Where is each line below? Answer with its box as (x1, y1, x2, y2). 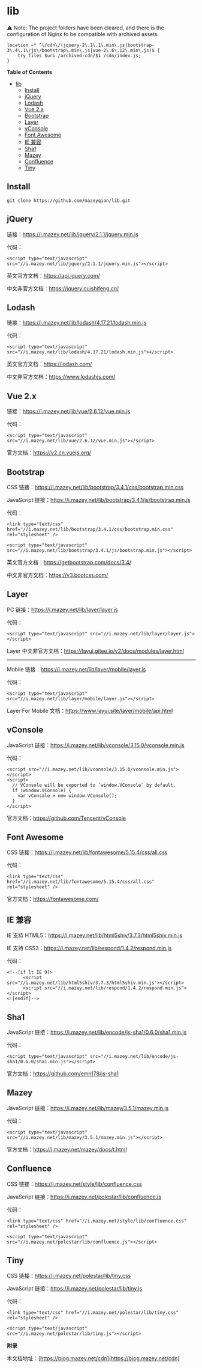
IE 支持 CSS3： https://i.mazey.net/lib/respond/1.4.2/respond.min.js (7, 945, 172, 952)
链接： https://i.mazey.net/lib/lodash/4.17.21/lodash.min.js (7, 319, 147, 326)
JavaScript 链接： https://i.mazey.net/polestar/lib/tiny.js (7, 1284, 143, 1292)
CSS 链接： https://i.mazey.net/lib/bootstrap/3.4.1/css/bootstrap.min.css (7, 484, 184, 490)
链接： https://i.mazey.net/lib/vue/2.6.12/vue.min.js (7, 408, 131, 415)
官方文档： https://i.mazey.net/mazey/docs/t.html (7, 1146, 128, 1153)
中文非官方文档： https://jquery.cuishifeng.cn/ (7, 284, 119, 292)
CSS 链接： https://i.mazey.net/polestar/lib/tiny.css (7, 1272, 131, 1279)
